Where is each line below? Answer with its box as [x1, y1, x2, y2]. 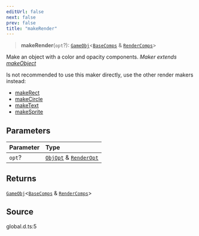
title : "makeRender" [6, 25, 58, 32]
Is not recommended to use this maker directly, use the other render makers [6, 71, 194, 78]
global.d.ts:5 [6, 222, 37, 230]
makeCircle [14, 96, 43, 103]
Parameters [6, 125, 51, 136]
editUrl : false [6, 8, 44, 15]
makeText [14, 102, 39, 109]
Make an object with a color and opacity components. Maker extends [6, 53, 177, 60]
